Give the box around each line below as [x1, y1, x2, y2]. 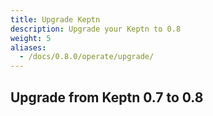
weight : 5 [10, 33, 52, 43]
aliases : [10, 42, 47, 53]
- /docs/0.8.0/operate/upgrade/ [19, 52, 155, 62]
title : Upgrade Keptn [10, 14, 101, 25]
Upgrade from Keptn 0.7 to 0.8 [10, 89, 204, 106]
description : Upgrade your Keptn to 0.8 [10, 24, 182, 34]
